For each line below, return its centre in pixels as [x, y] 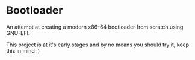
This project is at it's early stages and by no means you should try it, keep [98, 45]
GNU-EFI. [18, 33]
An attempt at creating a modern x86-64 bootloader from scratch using [95, 27]
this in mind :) [23, 50]
